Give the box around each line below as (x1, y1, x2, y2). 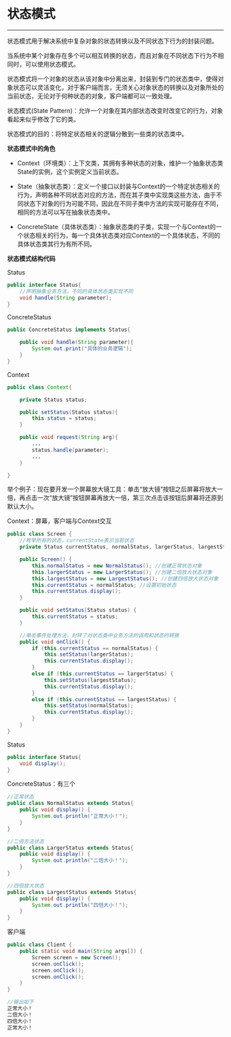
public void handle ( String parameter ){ (19, 339, 134, 346)
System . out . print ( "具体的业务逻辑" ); (32, 345, 133, 352)
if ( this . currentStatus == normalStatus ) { (32, 645, 158, 652)
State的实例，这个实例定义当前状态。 (16, 167, 122, 175)
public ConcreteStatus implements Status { (7, 326, 131, 334)
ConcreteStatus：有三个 (7, 780, 76, 788)
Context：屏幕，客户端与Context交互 (7, 517, 112, 525)
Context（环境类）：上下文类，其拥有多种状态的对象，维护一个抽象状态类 (16, 159, 223, 167)
